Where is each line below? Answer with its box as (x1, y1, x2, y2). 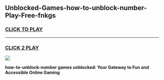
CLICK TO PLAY (5, 26, 43, 33)
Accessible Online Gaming (5, 69, 60, 75)
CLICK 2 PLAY (5, 44, 39, 51)
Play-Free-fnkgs (5, 12, 56, 20)
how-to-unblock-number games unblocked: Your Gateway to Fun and (5, 64, 149, 70)
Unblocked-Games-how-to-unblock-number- (5, 4, 147, 12)
